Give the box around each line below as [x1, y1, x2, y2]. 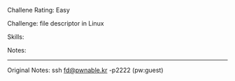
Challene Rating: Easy [7, 6, 70, 14]
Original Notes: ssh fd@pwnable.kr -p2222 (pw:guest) [7, 66, 164, 74]
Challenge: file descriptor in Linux [7, 19, 104, 27]
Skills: [7, 33, 24, 41]
